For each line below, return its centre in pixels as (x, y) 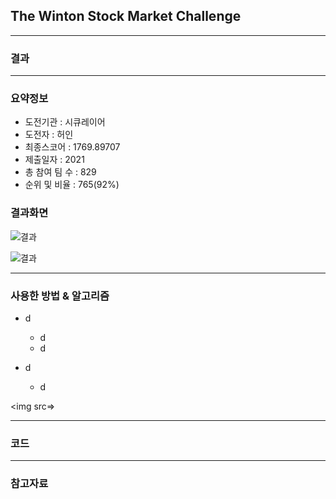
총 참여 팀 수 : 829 (60, 172)
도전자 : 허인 (49, 135)
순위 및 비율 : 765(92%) (72, 185)
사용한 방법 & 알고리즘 (60, 296)
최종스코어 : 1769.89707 (72, 147)
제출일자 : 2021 (54, 160)
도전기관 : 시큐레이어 (65, 122)
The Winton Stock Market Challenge (126, 16)
